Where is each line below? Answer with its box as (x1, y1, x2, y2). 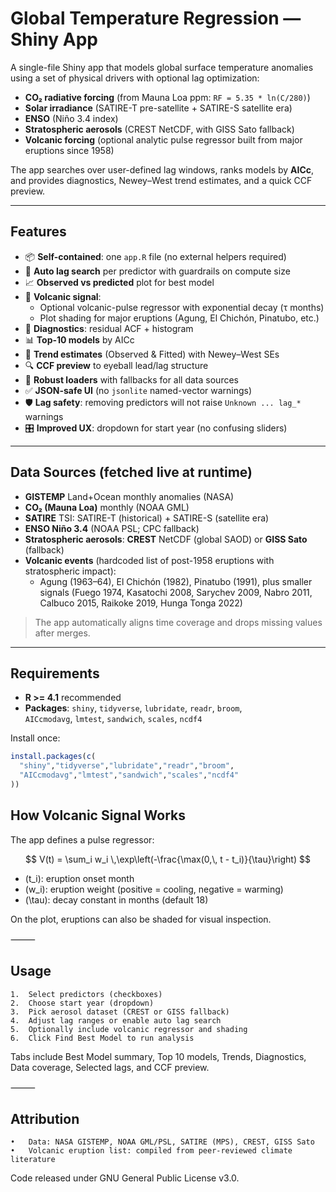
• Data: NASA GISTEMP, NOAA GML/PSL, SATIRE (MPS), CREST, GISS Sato (10, 1137, 315, 1147)
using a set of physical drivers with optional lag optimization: (10, 72, 260, 84)
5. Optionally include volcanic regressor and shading (10, 1024, 248, 1034)
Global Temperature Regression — (10, 7, 302, 30)
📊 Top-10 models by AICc (24, 333, 135, 346)
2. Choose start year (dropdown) (10, 998, 155, 1008)
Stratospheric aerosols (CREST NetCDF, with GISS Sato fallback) (24, 123, 295, 135)
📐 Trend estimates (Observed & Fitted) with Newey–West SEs (24, 348, 280, 360)
